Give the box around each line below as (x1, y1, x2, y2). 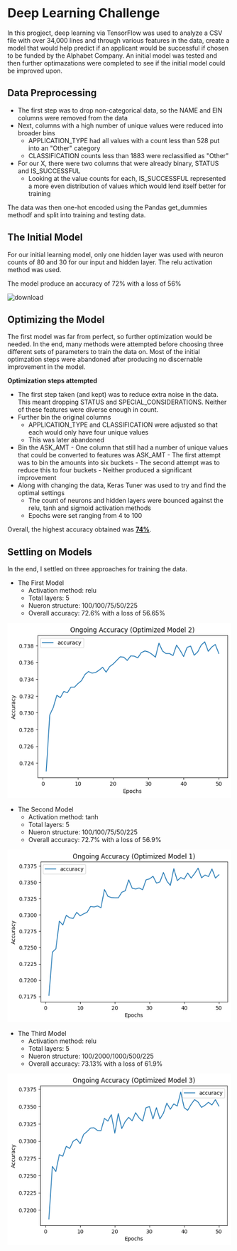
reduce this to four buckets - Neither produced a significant (17, 466, 192, 474)
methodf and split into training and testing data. (7, 210, 146, 219)
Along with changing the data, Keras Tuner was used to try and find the (17, 481, 226, 489)
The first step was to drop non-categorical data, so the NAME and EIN (17, 105, 223, 115)
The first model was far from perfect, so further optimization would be (7, 333, 213, 341)
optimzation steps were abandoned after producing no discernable (7, 355, 203, 364)
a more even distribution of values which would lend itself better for (28, 182, 226, 190)
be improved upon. (7, 66, 62, 75)
